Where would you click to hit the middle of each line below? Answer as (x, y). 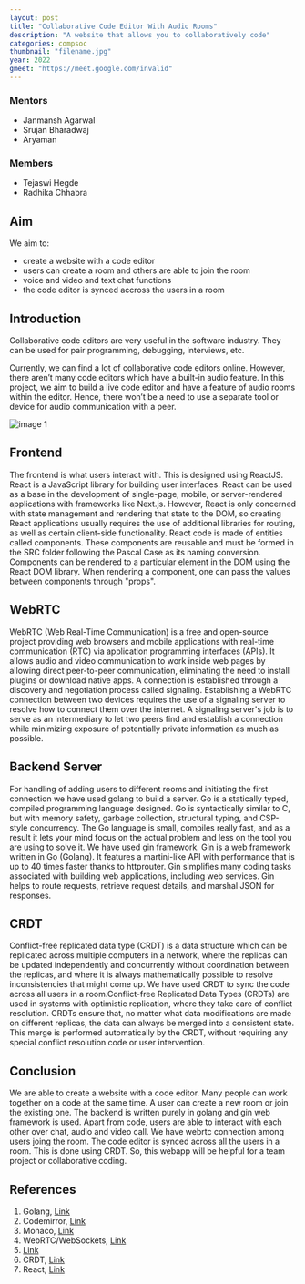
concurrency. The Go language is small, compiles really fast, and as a (160, 827)
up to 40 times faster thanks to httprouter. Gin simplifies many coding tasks (151, 866)
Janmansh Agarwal (59, 120)
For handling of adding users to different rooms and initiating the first (139, 789)
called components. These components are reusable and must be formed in (152, 542)
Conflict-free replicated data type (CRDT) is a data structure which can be (148, 946)
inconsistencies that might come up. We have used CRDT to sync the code (149, 984)
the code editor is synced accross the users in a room (123, 290)
